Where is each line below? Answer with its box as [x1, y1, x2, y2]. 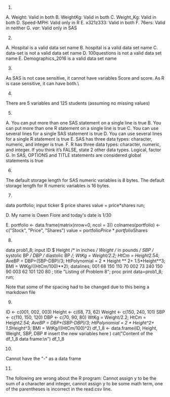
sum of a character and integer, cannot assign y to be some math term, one [6, 381, 163, 386]
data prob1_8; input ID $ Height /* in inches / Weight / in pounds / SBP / [6, 247, 154, 253]
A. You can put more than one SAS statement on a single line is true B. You [6, 120, 161, 126]
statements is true [6, 157, 44, 163]
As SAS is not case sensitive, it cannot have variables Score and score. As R [6, 75, 165, 81]
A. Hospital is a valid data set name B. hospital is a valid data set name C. [6, 45, 158, 50]
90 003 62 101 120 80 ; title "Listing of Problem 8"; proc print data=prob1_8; [6, 269, 163, 275]
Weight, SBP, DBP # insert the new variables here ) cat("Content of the [6, 330, 153, 337]
